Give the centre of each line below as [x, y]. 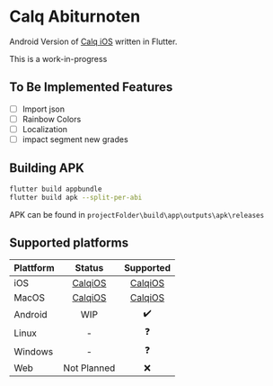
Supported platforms [69, 242]
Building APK [47, 168]
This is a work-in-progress [58, 58]
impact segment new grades [75, 139]
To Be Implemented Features [91, 87]
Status [89, 268]
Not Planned [89, 368]
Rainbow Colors [52, 119]
